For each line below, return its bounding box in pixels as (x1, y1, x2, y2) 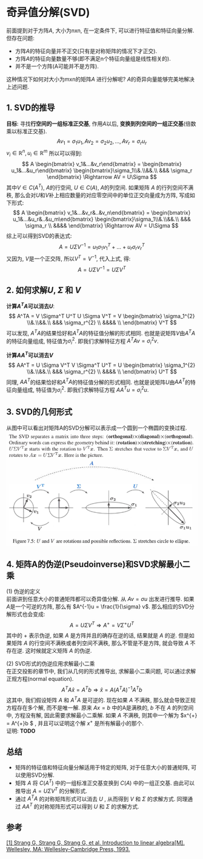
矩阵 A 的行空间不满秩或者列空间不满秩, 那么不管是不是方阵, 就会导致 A (11, 639, 189, 647)
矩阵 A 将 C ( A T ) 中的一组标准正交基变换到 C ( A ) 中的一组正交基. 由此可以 (15, 778, 195, 787)
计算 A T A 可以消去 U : (6, 302, 55, 310)
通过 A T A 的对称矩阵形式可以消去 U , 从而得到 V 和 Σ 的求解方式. (15, 794, 176, 802)
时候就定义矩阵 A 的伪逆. (30, 647, 92, 654)
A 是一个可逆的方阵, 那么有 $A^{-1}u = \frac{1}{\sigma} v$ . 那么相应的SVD (6, 603, 190, 610)
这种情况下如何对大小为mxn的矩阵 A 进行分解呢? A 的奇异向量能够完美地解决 (6, 75, 195, 83)
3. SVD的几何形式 (6, 407, 73, 417)
